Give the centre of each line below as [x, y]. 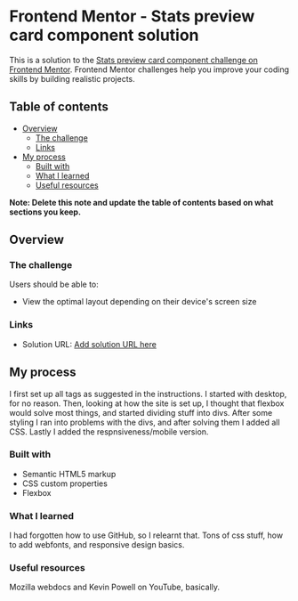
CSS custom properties [65, 483]
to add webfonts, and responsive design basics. [97, 545]
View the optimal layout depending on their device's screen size [139, 302]
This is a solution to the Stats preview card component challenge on [133, 60]
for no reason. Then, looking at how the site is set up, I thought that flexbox [147, 403]
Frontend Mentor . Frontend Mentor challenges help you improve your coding [149, 69]
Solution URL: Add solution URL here [89, 344]
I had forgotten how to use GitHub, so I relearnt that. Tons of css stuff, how [146, 535]
